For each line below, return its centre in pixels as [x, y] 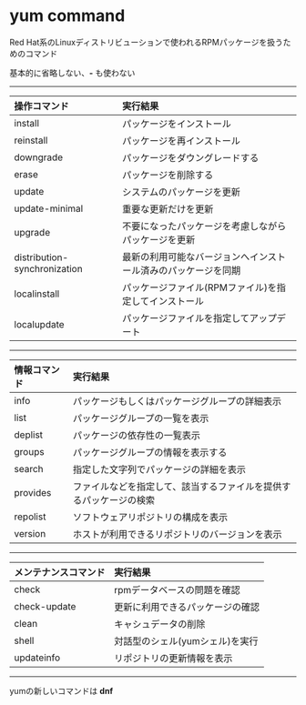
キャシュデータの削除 [159, 624]
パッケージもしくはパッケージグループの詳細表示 [177, 401]
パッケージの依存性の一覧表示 [136, 435]
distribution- [41, 257]
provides [33, 492]
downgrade [39, 157]
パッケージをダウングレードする [191, 157]
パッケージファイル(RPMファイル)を [200, 287]
